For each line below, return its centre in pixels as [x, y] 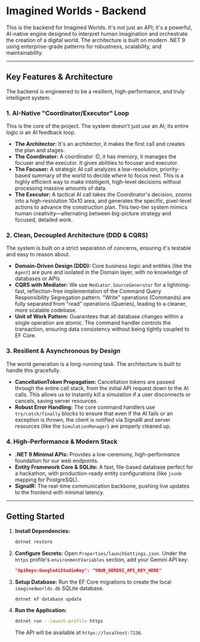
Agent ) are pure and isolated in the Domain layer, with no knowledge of [101, 273]
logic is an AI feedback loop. [41, 133]
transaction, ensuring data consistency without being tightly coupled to [102, 329]
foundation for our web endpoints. [57, 461]
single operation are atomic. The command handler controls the [93, 323]
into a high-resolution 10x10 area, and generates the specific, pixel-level [103, 201]
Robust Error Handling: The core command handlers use [85, 407]
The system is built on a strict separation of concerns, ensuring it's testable [99, 248]
